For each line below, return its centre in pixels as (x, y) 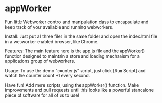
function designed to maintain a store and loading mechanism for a (72, 56)
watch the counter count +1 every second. (48, 75)
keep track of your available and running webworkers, (59, 27)
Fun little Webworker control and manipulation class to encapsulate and (77, 22)
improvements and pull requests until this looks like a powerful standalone (80, 90)
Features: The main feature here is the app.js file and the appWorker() (75, 51)
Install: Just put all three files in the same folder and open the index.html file (81, 36)
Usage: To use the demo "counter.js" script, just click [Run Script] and (75, 70)
